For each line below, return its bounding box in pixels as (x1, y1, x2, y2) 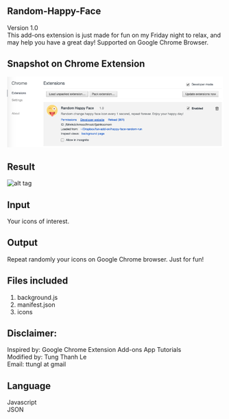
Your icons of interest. (7, 217, 70, 225)
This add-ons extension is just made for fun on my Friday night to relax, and (7, 31, 221, 39)
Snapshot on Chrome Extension (7, 58, 145, 70)
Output (7, 237, 38, 249)
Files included (7, 275, 69, 287)
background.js (16, 293, 58, 301)
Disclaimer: (7, 328, 57, 339)
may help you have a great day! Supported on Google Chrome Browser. (7, 38, 209, 47)
